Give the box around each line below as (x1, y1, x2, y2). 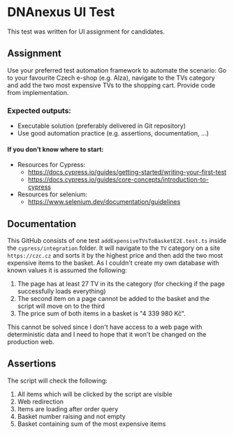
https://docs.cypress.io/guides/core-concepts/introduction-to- (27, 175, 210, 184)
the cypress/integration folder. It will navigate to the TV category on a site (7, 244, 221, 252)
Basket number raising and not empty (17, 412, 126, 420)
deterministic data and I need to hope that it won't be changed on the (7, 330, 207, 339)
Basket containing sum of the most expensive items (17, 420, 166, 428)
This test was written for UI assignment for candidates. (7, 27, 166, 36)
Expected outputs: (7, 105, 72, 115)
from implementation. (7, 88, 69, 96)
